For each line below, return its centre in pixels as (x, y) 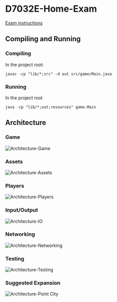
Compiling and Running (43, 39)
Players (15, 185)
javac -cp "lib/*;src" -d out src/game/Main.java (59, 74)
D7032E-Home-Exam (51, 9)
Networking (20, 234)
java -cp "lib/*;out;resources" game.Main (51, 107)
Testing (15, 259)
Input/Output (22, 210)
